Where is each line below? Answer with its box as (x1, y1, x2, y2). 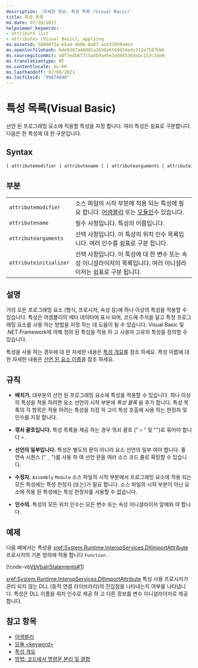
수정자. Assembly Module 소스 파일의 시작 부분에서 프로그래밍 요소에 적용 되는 (14, 474, 192, 481)
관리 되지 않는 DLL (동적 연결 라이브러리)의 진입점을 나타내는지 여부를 (6, 583, 166, 589)
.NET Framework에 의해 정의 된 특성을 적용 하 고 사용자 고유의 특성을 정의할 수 (6, 328, 188, 335)
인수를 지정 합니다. (14, 414, 58, 421)
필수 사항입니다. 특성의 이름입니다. (75, 219, 165, 227)
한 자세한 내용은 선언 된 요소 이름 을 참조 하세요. (6, 356, 115, 363)
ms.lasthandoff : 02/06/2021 (6, 69, 75, 75)
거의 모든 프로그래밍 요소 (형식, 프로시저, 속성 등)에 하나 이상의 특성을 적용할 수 (6, 307, 187, 314)
